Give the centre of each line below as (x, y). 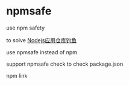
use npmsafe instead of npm (42, 52)
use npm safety (26, 28)
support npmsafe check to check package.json (65, 64)
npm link (17, 75)
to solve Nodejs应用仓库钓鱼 (42, 40)
